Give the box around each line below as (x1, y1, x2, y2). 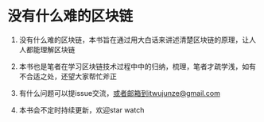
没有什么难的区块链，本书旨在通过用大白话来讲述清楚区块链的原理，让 (18, 35, 250, 44)
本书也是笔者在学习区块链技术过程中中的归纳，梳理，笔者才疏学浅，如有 (18, 61, 256, 71)
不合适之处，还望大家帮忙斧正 (18, 71, 117, 81)
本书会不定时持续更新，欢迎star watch (18, 105, 145, 115)
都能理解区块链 (25, 44, 76, 54)
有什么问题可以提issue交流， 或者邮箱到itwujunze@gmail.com (18, 88, 220, 97)
